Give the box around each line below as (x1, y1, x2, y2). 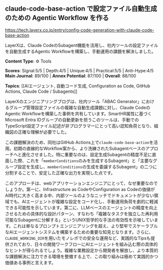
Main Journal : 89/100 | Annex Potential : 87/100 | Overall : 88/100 (5, 73, 136, 79)
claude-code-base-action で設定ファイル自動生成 (5, 4, 157, 13)
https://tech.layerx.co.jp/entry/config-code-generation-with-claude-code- (5, 27, 155, 33)
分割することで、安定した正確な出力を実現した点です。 (5, 170, 115, 176)
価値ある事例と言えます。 (5, 259, 56, 265)
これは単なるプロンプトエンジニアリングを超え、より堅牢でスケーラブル (13, 223, 158, 228)
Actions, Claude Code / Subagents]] (5, 88, 78, 94)
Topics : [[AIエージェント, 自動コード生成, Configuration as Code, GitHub (5, 83, 151, 89)
